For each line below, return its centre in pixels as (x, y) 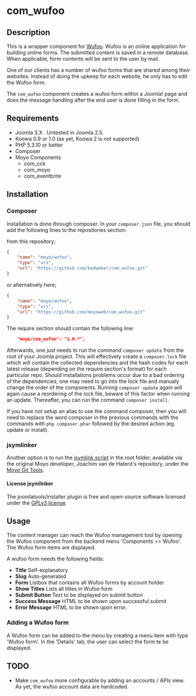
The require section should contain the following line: (71, 328)
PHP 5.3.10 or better (39, 145)
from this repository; (31, 241)
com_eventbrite (43, 176)
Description (28, 32)
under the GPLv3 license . (37, 503)
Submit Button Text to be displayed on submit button (79, 595)
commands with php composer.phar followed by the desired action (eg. (91, 424)
